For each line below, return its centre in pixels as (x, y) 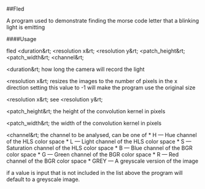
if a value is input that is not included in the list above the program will (95, 173)
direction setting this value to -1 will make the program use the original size (101, 87)
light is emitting (26, 27)
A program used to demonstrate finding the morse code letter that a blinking (103, 20)
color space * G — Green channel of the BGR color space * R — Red (93, 154)
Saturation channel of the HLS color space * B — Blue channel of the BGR (99, 148)
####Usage (21, 39)
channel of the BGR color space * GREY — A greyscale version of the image (102, 161)
